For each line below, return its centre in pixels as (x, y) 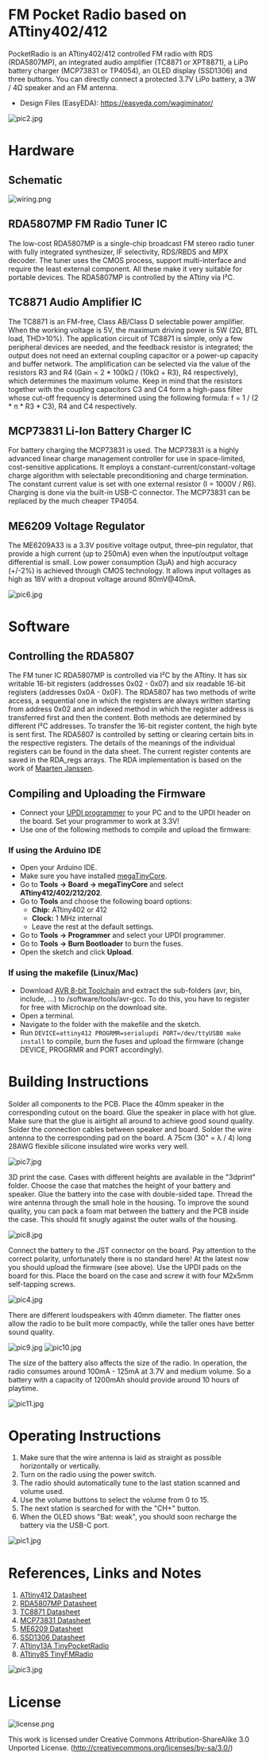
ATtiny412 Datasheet (53, 1595)
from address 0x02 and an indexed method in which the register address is (131, 709)
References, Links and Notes (105, 1573)
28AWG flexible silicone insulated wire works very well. (98, 1146)
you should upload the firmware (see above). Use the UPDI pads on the (125, 1267)
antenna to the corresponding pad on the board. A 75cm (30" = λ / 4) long (130, 1138)
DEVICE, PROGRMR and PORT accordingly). (92, 1049)
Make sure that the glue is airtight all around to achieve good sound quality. (131, 1120)
